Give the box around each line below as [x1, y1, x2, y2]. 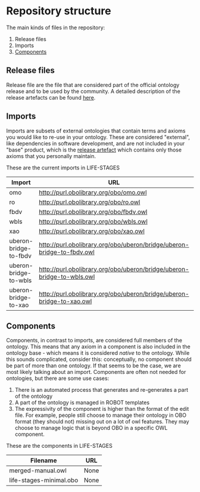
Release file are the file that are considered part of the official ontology [6, 81, 180, 88]
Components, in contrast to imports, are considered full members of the [6, 337, 183, 344]
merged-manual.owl [9, 466, 67, 475]
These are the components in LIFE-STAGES [6, 443, 113, 450]
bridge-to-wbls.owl [38, 273, 95, 281]
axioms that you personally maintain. [6, 152, 96, 159]
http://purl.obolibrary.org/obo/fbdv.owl [38, 208, 148, 216]
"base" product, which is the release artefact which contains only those [6, 146, 182, 153]
